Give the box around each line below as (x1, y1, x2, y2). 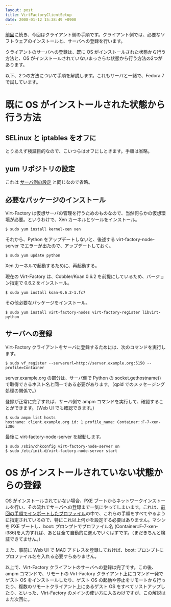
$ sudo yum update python (5, 253, 60, 258)
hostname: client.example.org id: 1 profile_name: (5, 419, 115, 425)
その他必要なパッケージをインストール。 (5, 300, 90, 306)
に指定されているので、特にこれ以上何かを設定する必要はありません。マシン (5, 516, 166, 523)
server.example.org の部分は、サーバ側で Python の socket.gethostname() (5, 375, 161, 381)
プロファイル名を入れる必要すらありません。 (5, 553, 100, 559)
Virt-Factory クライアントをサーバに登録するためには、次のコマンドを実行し (5, 344, 166, 350)
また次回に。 (5, 596, 32, 602)
